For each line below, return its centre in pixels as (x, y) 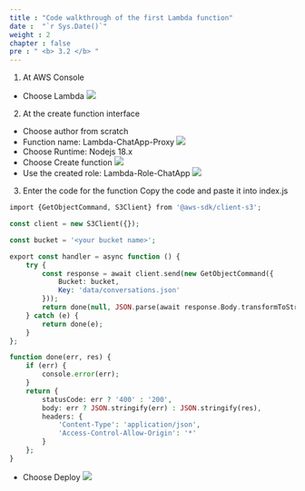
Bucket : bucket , (89, 282)
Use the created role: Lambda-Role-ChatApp (106, 173)
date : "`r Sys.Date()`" (58, 26)
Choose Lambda (53, 96)
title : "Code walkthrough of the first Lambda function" (121, 18)
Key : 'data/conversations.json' (119, 290)
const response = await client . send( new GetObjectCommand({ (158, 273)
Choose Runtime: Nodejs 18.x (78, 152)
